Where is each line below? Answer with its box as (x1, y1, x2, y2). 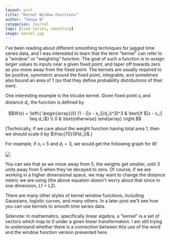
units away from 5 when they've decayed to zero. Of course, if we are (5, 166, 151, 173)
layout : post (5, 7, 33, 13)
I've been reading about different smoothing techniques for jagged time (5, 45, 155, 51)
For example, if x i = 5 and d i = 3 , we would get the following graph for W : (5, 141, 158, 148)
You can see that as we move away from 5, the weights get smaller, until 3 (5, 161, 160, 167)
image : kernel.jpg (5, 31, 44, 36)
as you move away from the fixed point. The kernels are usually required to (5, 66, 162, 73)
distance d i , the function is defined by (5, 99, 85, 107)
